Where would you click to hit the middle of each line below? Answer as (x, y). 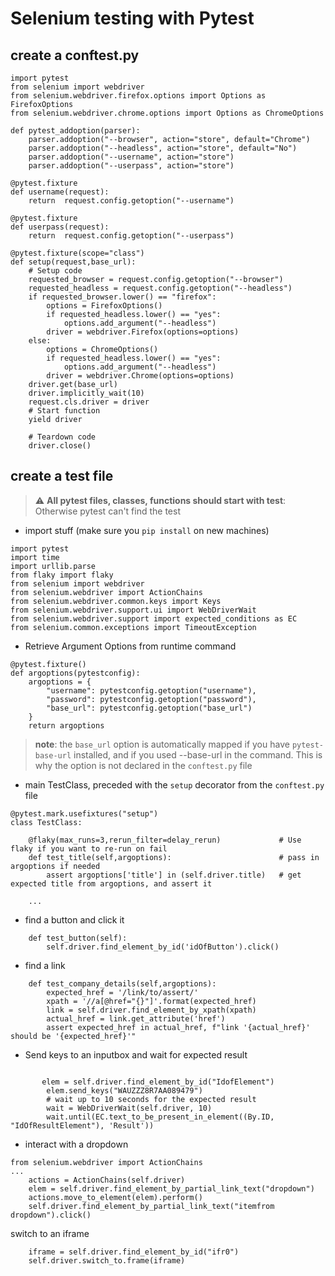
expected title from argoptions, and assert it (111, 883)
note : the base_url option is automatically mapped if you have (162, 744)
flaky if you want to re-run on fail (89, 848)
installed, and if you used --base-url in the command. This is (198, 754)
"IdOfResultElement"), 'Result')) (82, 1125)
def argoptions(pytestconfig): (75, 673)
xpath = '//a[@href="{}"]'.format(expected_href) (151, 1001)
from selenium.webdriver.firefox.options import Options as (138, 96)
